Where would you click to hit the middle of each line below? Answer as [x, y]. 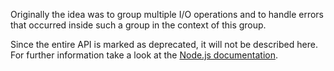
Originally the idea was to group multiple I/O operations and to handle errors [167, 14]
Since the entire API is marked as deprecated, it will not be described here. [164, 44]
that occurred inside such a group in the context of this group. [138, 25]
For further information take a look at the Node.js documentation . [144, 55]
